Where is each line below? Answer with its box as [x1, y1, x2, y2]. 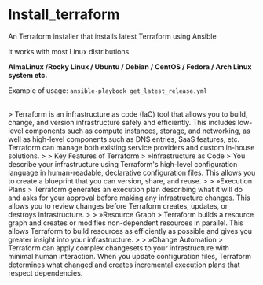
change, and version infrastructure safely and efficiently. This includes [8, 117, 236, 127]
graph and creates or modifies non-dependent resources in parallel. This [8, 218, 243, 228]
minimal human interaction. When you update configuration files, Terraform [8, 251, 252, 261]
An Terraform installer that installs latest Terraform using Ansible [8, 31, 217, 41]
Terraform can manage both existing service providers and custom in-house [8, 142, 255, 152]
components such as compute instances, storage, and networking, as [24, 126, 251, 135]
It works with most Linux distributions [8, 46, 130, 56]
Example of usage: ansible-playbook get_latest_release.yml [8, 85, 208, 95]
